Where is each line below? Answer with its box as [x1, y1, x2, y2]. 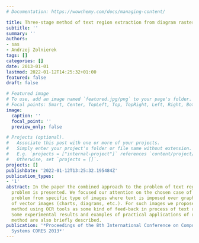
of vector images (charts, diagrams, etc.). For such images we [11, 200, 174, 206]
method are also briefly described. [11, 217, 102, 223]
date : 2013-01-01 [6, 63, 49, 69]
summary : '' [6, 30, 36, 36]
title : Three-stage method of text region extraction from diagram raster [6, 19, 195, 25]
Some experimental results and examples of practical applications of [11, 212, 190, 218]
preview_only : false [11, 124, 62, 130]
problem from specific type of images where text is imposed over [11, 195, 179, 201]
